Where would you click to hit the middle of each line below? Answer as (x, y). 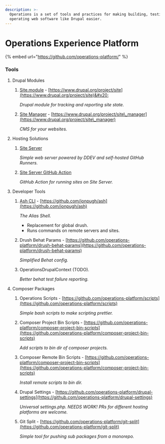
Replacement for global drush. (57, 225)
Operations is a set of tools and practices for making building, (79, 14)
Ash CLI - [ (30, 201)
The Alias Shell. (35, 216)
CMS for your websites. (43, 129)
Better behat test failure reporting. (54, 279)
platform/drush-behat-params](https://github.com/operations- (83, 245)
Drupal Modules (28, 80)
